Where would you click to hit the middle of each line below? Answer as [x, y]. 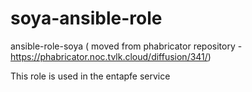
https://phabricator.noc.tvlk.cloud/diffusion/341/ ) [111, 56]
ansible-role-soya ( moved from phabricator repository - [126, 46]
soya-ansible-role [86, 18]
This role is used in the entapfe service [90, 76]
